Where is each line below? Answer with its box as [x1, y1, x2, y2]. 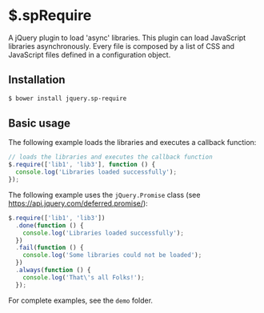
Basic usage [8, 117, 70, 130]
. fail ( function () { [15, 243, 84, 252]
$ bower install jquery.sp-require [8, 94, 127, 102]
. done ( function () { [15, 221, 84, 230]
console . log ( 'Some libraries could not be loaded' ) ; [22, 251, 202, 259]
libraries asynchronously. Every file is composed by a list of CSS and [8, 41, 234, 50]
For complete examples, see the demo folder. [8, 295, 154, 305]
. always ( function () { [15, 267, 91, 275]
